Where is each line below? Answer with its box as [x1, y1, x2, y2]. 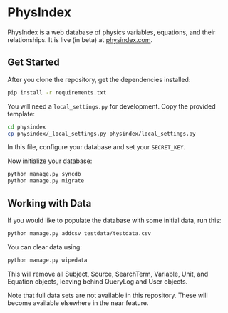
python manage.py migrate [7, 177, 84, 184]
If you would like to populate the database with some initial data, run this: [7, 216, 222, 224]
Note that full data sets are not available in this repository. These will [7, 291, 208, 299]
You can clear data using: [7, 242, 82, 251]
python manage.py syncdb [7, 171, 81, 178]
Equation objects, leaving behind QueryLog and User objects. [7, 277, 188, 286]
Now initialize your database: [7, 156, 93, 165]
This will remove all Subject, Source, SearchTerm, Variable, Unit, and [7, 269, 209, 278]
